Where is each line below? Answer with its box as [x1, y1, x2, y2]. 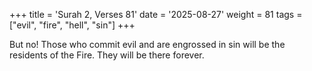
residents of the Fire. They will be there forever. [9, 49, 205, 61]
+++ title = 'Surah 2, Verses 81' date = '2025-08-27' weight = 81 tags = [9, 9, 303, 20]
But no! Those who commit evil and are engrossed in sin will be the [9, 39, 286, 50]
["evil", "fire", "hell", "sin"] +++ [9, 19, 136, 31]
